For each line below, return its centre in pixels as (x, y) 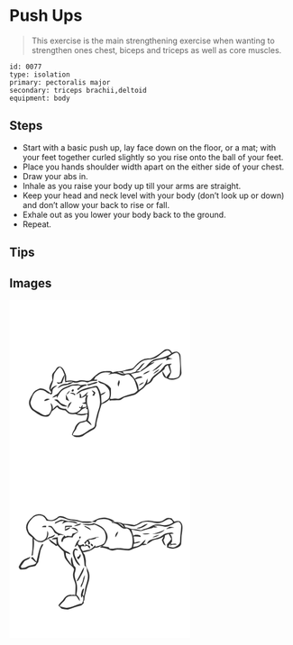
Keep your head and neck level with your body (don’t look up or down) (153, 195)
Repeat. (37, 224)
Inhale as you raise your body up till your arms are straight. (132, 186)
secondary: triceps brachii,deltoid (78, 90)
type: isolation (40, 74)
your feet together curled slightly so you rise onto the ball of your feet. (153, 157)
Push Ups (46, 16)
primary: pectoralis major (60, 82)
